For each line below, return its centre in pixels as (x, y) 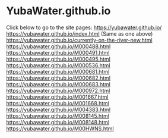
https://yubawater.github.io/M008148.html (58, 122)
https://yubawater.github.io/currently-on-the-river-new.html (79, 40)
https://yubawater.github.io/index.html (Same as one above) (80, 33)
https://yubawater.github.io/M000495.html (58, 59)
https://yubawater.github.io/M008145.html (58, 116)
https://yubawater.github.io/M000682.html (58, 78)
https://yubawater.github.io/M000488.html (58, 46)
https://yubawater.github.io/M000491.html (58, 52)
